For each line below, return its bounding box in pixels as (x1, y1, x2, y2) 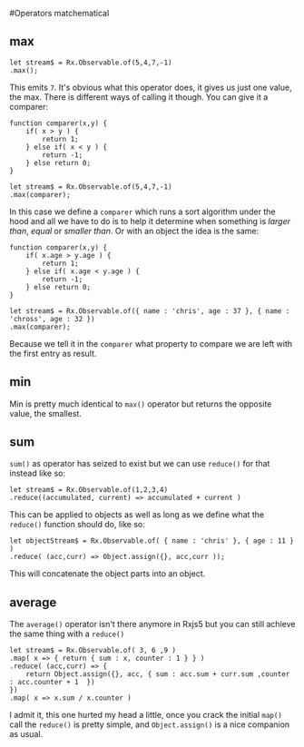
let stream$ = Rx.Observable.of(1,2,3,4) (9, 486, 169, 495)
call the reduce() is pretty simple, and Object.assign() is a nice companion (9, 719, 290, 730)
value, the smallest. (9, 408, 82, 418)
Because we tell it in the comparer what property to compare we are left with (9, 338, 293, 349)
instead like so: (9, 467, 66, 479)
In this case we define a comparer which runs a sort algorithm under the (9, 206, 276, 217)
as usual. (9, 729, 44, 740)
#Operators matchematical (9, 8, 110, 18)
